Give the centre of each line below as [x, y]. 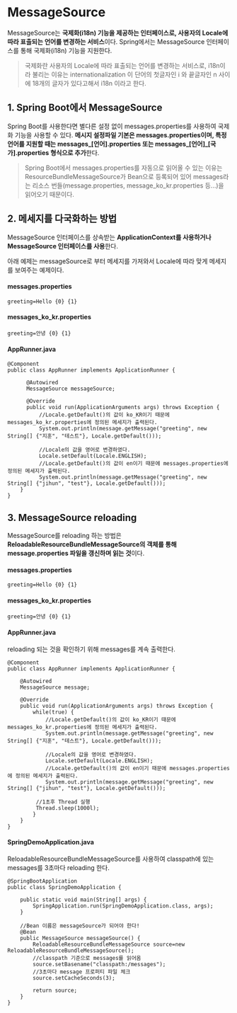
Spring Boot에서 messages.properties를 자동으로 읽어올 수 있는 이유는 [123, 168]
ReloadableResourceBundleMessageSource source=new [109, 944]
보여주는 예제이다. [39, 270]
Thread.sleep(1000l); [68, 808]
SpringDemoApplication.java [51, 842]
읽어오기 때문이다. [49, 194]
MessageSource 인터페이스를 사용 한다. [63, 246]
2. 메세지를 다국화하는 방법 [62, 219]
